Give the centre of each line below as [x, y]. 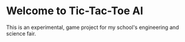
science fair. [21, 33]
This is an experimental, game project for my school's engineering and [93, 27]
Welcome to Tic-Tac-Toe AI [75, 11]
